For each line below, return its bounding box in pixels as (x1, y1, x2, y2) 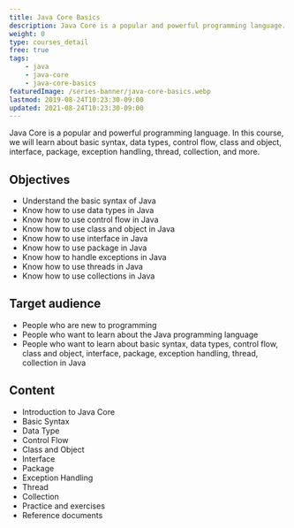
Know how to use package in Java (21, 242, 147, 253)
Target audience (9, 296, 102, 311)
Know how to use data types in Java (21, 205, 155, 216)
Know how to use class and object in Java (21, 224, 175, 234)
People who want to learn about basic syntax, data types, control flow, (21, 338, 278, 349)
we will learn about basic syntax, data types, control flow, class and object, (9, 137, 283, 148)
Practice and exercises (21, 501, 106, 511)
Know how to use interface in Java (21, 233, 148, 244)
